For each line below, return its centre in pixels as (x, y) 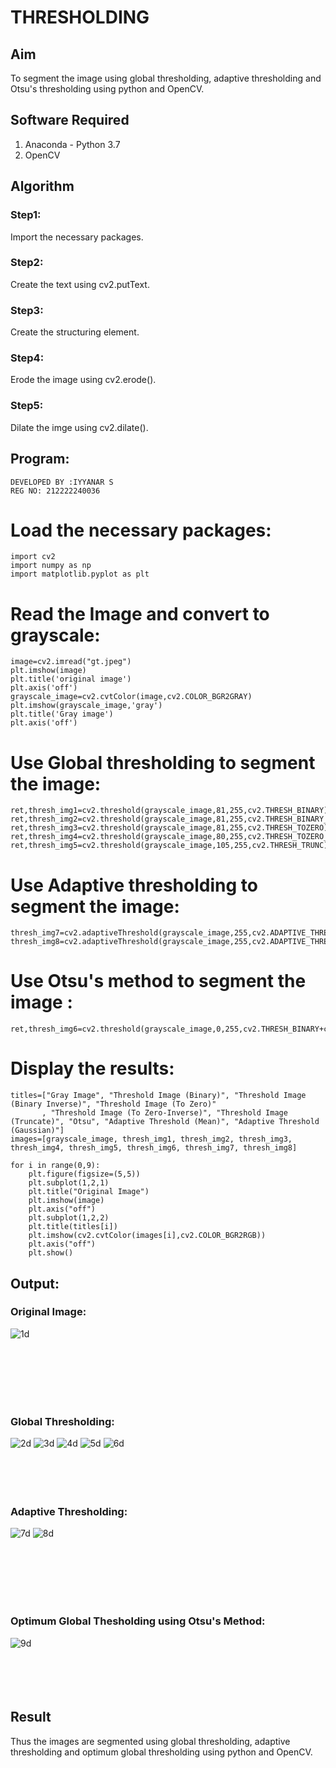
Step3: (27, 310)
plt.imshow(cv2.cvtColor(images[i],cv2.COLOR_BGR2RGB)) (147, 1236)
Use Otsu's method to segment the (158, 981)
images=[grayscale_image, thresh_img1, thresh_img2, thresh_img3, (151, 1139)
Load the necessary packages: (141, 530)
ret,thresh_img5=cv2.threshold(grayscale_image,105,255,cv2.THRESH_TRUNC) (169, 846)
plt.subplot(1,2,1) (69, 1183)
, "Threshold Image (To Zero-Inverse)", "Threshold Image (164, 1113)
